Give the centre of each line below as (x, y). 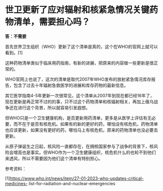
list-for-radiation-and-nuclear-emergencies (72, 183)
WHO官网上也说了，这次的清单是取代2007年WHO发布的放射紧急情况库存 (78, 79)
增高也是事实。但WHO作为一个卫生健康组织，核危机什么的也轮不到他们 (85, 152)
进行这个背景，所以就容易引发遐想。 (54, 107)
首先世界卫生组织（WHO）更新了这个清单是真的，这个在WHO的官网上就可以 (81, 46)
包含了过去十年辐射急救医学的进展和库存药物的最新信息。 (71, 85)
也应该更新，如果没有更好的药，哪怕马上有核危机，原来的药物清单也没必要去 (81, 130)
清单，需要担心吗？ (52, 22)
